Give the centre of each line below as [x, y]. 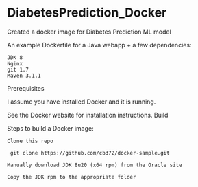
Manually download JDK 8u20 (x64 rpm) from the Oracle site [95, 165]
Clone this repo [30, 141]
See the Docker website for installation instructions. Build [88, 115]
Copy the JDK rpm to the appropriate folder [72, 177]
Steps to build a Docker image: [50, 128]
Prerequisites [26, 88]
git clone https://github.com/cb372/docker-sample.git [90, 153]
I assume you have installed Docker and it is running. [82, 102]
